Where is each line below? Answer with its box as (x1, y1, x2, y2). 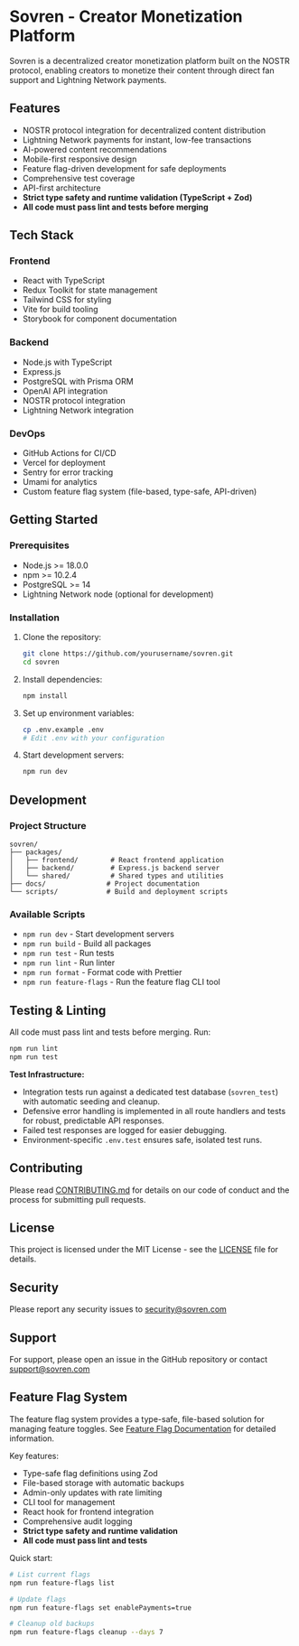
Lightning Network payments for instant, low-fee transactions (22, 134, 252, 145)
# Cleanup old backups (9, 1619, 95, 1629)
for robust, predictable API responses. (22, 1115, 164, 1126)
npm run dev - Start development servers (22, 928, 174, 940)
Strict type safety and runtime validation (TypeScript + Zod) (22, 191, 253, 202)
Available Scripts (9, 907, 86, 920)
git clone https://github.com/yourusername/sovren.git (22, 649, 234, 658)
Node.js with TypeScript (22, 357, 113, 367)
